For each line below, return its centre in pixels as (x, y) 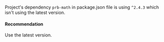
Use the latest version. (28, 35)
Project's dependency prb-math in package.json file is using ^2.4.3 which (82, 7)
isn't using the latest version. (35, 12)
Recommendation (24, 24)
